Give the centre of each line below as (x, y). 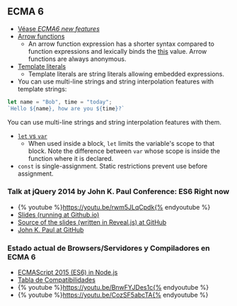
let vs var (32, 136)
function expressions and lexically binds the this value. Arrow (117, 51)
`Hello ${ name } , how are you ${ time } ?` (66, 108)
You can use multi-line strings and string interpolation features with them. (114, 122)
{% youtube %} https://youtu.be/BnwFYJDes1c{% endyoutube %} (113, 288)
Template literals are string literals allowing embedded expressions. (126, 74)
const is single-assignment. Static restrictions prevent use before (112, 166)
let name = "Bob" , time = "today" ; (60, 102)
